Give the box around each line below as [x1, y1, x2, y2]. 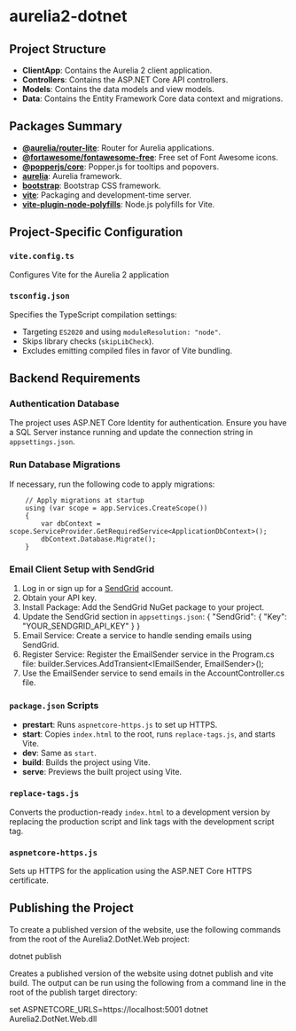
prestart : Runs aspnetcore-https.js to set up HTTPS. [21, 720, 218, 730]
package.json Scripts [9, 699, 99, 711]
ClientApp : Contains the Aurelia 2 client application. [21, 65, 213, 75]
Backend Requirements [9, 371, 141, 387]
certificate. [9, 875, 49, 886]
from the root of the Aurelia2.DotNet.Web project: [9, 933, 191, 944]
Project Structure [9, 42, 106, 57]
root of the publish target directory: [9, 987, 137, 997]
